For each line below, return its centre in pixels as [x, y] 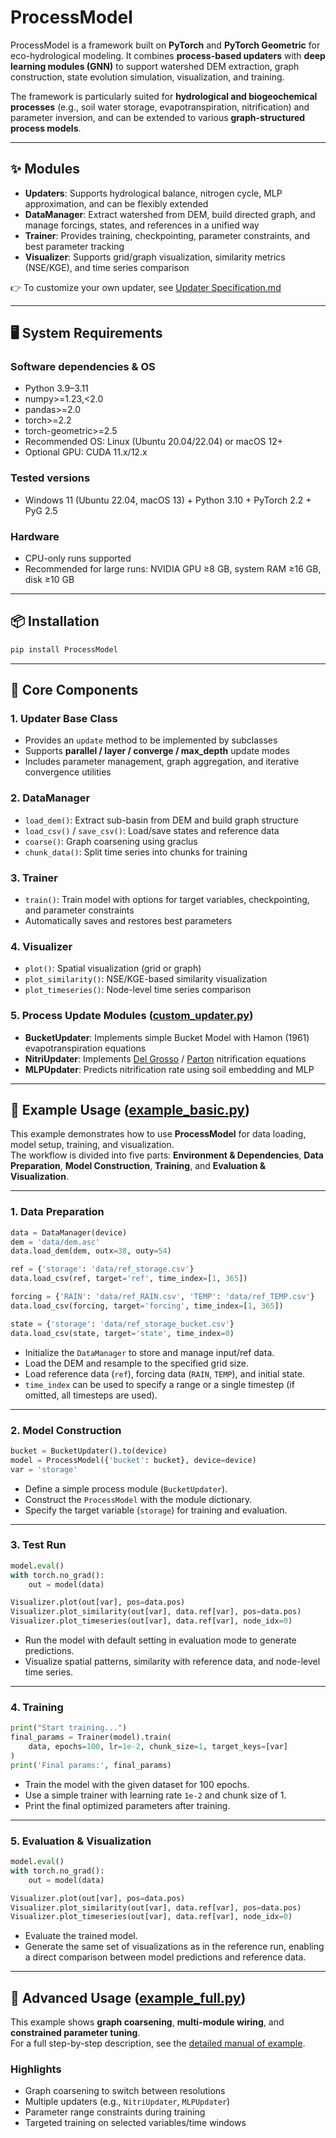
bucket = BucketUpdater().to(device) [89, 1451]
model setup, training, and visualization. [92, 1145]
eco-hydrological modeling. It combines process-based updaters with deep [168, 55]
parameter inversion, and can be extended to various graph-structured [158, 117]
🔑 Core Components [74, 690]
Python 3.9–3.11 [56, 388]
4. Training [37, 1707]
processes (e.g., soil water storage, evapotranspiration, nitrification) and [160, 107]
